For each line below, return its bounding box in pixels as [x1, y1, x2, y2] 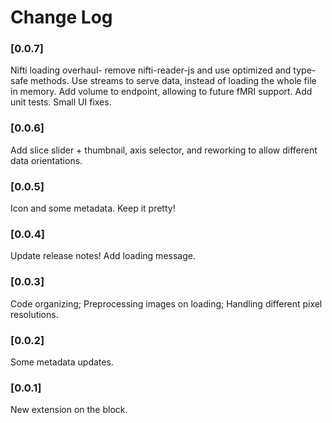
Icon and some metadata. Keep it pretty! [10, 202, 176, 215]
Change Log [10, 6, 113, 29]
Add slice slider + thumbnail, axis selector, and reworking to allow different [10, 144, 318, 156]
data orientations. [10, 154, 83, 166]
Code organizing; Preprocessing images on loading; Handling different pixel [10, 297, 323, 310]
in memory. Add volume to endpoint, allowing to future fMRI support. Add [10, 86, 313, 98]
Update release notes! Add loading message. [10, 250, 196, 262]
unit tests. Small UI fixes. [10, 96, 112, 108]
